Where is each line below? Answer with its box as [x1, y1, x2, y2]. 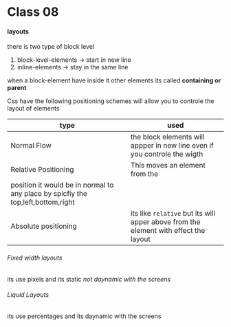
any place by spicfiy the [10, 189, 88, 199]
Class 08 [7, 4, 59, 20]
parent [7, 84, 27, 92]
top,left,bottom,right [10, 197, 76, 207]
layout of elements [7, 104, 60, 113]
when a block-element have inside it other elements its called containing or [7, 76, 221, 84]
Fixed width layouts [7, 253, 63, 262]
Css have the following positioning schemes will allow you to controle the [7, 97, 214, 105]
